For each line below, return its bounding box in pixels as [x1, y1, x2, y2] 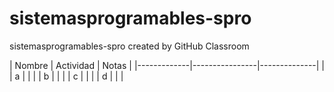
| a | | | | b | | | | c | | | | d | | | [9, 70, 124, 82]
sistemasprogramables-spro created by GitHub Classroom [9, 40, 250, 52]
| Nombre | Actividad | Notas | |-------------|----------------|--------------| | [9, 59, 326, 71]
